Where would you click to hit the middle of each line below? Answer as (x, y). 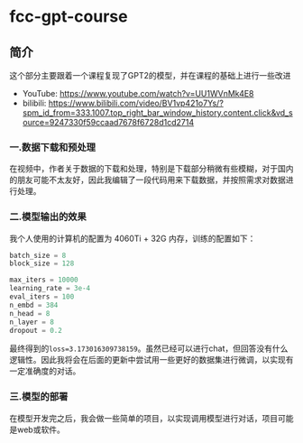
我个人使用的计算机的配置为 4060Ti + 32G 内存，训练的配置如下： (133, 238)
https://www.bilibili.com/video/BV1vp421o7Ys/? (136, 103)
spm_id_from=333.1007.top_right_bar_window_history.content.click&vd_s (157, 113)
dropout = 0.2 (36, 330)
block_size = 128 (42, 263)
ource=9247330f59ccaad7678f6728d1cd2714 (108, 122)
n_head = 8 (30, 313)
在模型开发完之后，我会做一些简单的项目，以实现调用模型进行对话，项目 (143, 418)
